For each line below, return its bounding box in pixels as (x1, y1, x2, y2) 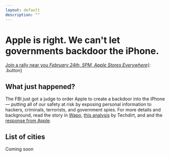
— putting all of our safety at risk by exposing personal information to (5, 101, 152, 107)
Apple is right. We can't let (5, 34, 120, 46)
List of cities (5, 132, 45, 141)
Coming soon (5, 146, 34, 152)
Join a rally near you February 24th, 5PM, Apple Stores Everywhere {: (5, 62, 151, 68)
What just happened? (5, 82, 75, 91)
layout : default (5, 7, 40, 13)
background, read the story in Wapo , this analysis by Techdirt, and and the (5, 112, 163, 118)
